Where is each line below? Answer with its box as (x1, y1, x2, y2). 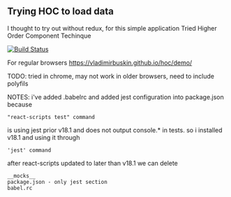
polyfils (7, 79, 29, 88)
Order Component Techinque (7, 31, 91, 40)
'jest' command (7, 146, 52, 154)
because (7, 100, 33, 109)
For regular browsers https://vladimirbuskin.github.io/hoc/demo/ (7, 58, 193, 67)
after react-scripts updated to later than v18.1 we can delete (7, 159, 178, 167)
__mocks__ (7, 172, 36, 180)
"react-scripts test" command (7, 113, 96, 120)
